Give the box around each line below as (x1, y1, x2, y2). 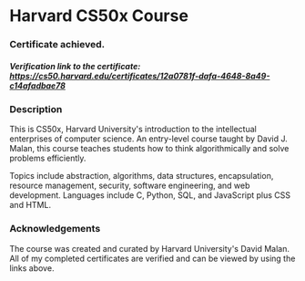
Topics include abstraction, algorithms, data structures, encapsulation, (9, 171, 274, 182)
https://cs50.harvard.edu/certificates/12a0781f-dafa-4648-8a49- (9, 70, 270, 81)
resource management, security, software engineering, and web (9, 180, 250, 192)
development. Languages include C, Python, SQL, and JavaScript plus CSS (9, 190, 291, 201)
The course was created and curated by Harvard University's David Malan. (9, 243, 290, 254)
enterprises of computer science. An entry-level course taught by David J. (9, 133, 289, 144)
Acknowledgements (9, 223, 101, 235)
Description (9, 103, 63, 116)
